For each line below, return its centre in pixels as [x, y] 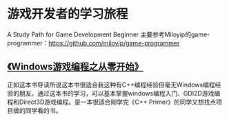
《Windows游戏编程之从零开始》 [75, 67]
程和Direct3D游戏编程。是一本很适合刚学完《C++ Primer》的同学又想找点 [112, 102]
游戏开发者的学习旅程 [68, 14]
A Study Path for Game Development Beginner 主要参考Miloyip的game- [109, 34]
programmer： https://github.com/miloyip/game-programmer [93, 43]
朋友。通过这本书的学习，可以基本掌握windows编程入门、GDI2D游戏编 [120, 93]
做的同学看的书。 [37, 110]
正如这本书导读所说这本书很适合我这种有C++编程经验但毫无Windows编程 [111, 85]
